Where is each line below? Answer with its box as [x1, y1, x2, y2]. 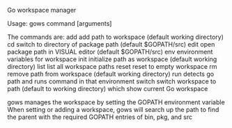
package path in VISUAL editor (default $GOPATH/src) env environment [7, 48, 213, 56]
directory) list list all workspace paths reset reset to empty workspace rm [7, 63, 217, 70]
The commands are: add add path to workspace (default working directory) [7, 33, 224, 41]
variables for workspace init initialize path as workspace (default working [7, 55, 217, 63]
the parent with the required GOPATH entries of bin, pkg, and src [7, 113, 193, 121]
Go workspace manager [7, 6, 77, 14]
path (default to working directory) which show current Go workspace [7, 85, 208, 93]
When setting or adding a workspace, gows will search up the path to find [7, 106, 219, 113]
